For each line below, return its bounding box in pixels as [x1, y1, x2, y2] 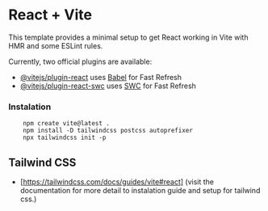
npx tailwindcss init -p [23, 133, 107, 142]
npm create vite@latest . [23, 120, 111, 128]
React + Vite [8, 6, 93, 24]
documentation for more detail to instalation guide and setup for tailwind [19, 186, 261, 196]
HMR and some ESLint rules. [8, 40, 103, 50]
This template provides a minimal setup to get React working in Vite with [8, 32, 249, 42]
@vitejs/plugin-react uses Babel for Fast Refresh [19, 72, 182, 82]
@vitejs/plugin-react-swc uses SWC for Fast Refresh [19, 81, 196, 91]
